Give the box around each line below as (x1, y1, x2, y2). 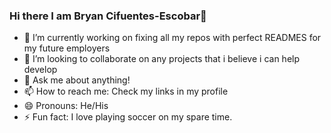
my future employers (23, 42, 111, 54)
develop (23, 64, 58, 76)
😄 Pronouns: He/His (23, 100, 109, 112)
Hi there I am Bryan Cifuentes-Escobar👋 (9, 9, 207, 23)
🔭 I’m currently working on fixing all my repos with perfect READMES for (23, 32, 322, 44)
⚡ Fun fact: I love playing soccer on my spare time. (23, 111, 233, 123)
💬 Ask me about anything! (23, 74, 131, 86)
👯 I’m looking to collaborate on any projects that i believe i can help (23, 53, 301, 65)
